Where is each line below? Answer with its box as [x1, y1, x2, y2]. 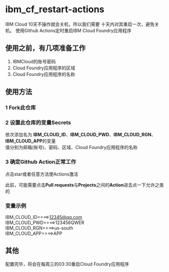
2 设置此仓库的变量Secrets [5, 119, 71, 126]
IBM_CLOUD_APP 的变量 [5, 138, 56, 144]
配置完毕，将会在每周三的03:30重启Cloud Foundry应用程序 [5, 261, 129, 267]
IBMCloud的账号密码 [12, 58, 56, 64]
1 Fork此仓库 [5, 104, 36, 111]
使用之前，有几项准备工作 [5, 44, 86, 53]
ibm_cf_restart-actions [5, 4, 105, 15]
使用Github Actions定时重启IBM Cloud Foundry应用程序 [15, 27, 131, 34]
